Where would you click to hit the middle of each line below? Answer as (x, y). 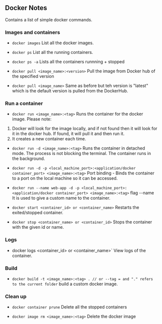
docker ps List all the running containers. (52, 52)
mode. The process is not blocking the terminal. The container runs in (81, 153)
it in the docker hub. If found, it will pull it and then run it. (68, 134)
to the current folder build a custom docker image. (65, 284)
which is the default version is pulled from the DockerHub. (70, 91)
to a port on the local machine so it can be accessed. (65, 178)
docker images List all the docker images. (53, 43)
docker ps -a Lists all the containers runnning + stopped (68, 62)
